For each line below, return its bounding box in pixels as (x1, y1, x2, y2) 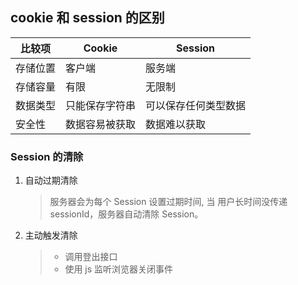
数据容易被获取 (65, 117, 137, 131)
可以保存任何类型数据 (145, 98, 247, 112)
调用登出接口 (64, 251, 118, 263)
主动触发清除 (24, 229, 78, 242)
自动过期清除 (24, 174, 78, 187)
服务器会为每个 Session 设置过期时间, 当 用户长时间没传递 (49, 196, 288, 208)
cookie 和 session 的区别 (10, 9, 165, 27)
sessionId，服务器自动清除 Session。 (49, 208, 204, 220)
